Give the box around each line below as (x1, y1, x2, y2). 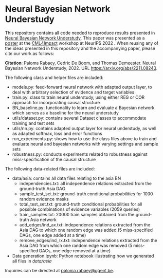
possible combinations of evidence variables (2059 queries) (19, 206, 140, 212)
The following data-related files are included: (5, 166, 95, 171)
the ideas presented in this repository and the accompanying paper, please (5, 45, 156, 51)
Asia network (30, 217, 57, 222)
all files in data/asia (12, 258, 52, 264)
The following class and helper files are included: (5, 74, 104, 80)
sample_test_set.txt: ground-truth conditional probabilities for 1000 (19, 191, 153, 197)
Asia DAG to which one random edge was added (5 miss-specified (19, 227, 153, 233)
